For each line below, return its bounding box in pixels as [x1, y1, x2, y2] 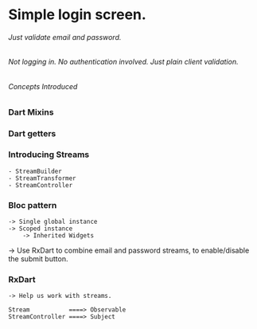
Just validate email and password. [8, 32, 122, 41]
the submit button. [8, 254, 68, 264]
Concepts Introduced [8, 82, 78, 91]
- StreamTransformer [8, 174, 77, 182]
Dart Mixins [8, 106, 54, 117]
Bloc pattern [8, 199, 57, 210]
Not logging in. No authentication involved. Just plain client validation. [8, 57, 239, 67]
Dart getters [8, 127, 56, 139]
